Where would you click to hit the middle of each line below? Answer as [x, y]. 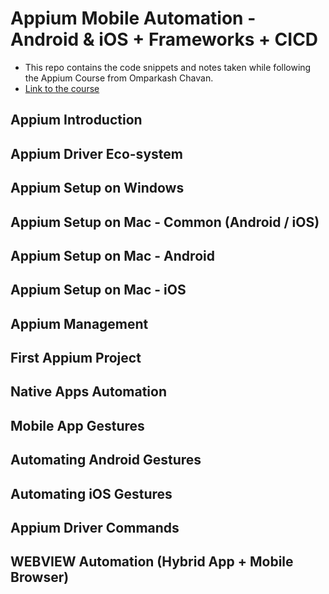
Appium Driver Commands [95, 528]
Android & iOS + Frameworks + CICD [164, 39]
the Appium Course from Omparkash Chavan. [119, 78]
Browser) [40, 577]
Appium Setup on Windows [97, 188]
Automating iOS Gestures [91, 493]
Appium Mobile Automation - [133, 18]
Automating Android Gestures [106, 460]
